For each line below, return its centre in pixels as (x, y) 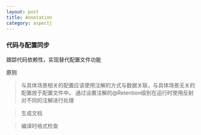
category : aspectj (29, 23)
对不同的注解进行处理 (47, 100)
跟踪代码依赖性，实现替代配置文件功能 (54, 59)
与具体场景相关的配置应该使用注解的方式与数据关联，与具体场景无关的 (108, 85)
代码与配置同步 (28, 45)
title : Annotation (29, 17)
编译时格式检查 (39, 126)
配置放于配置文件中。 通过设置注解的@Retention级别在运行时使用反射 (107, 93)
